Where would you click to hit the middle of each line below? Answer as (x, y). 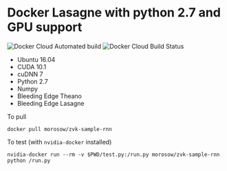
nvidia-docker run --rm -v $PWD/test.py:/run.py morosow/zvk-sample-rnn (113, 155)
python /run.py (29, 160)
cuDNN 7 (30, 74)
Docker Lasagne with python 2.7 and (114, 13)
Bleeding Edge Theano (50, 96)
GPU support (45, 27)
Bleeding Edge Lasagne (51, 103)
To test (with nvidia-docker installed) (60, 141)
